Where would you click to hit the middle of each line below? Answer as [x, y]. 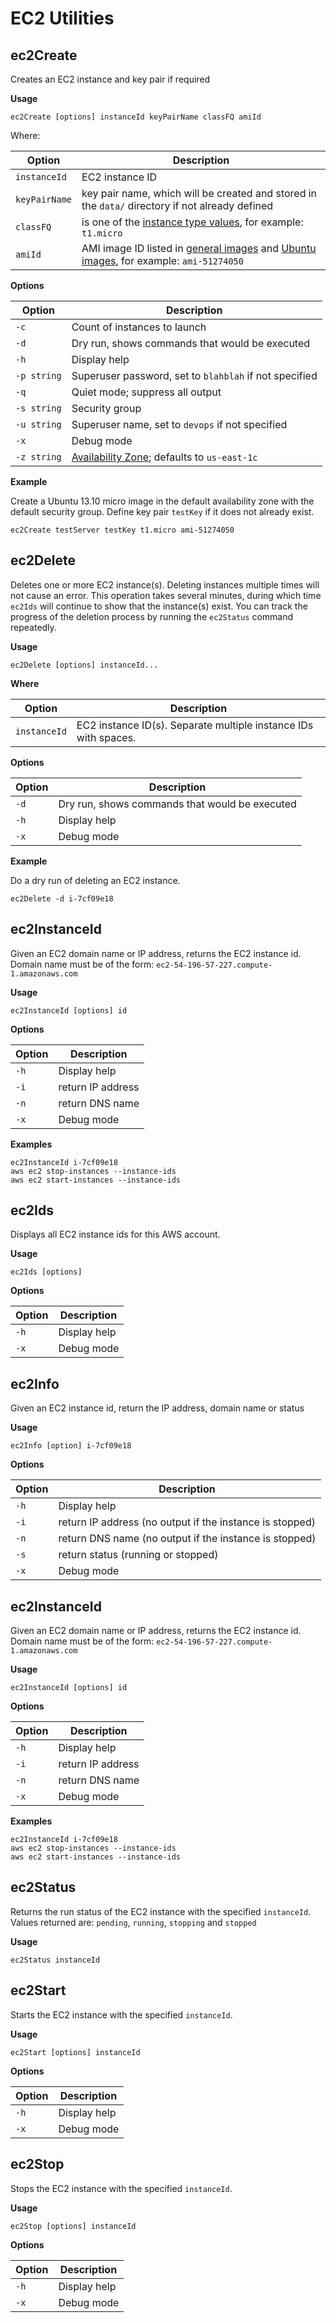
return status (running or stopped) [138, 1555]
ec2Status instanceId [55, 1960]
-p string [38, 375]
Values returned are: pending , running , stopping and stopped [133, 1922]
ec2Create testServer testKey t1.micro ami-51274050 [122, 530]
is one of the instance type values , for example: [192, 222]
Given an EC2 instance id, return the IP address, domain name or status [157, 1408]
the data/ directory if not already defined [177, 205]
